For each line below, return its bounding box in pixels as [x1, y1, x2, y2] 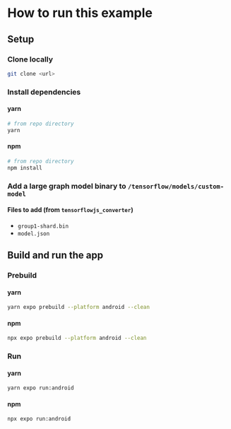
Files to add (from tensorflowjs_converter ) [7, 206, 134, 214]
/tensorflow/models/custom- [127, 182, 225, 190]
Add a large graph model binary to [7, 181, 126, 191]
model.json [17, 230, 50, 237]
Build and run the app [7, 249, 104, 261]
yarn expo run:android [7, 384, 74, 392]
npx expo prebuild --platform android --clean [7, 334, 147, 342]
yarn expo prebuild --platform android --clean [7, 304, 150, 311]
